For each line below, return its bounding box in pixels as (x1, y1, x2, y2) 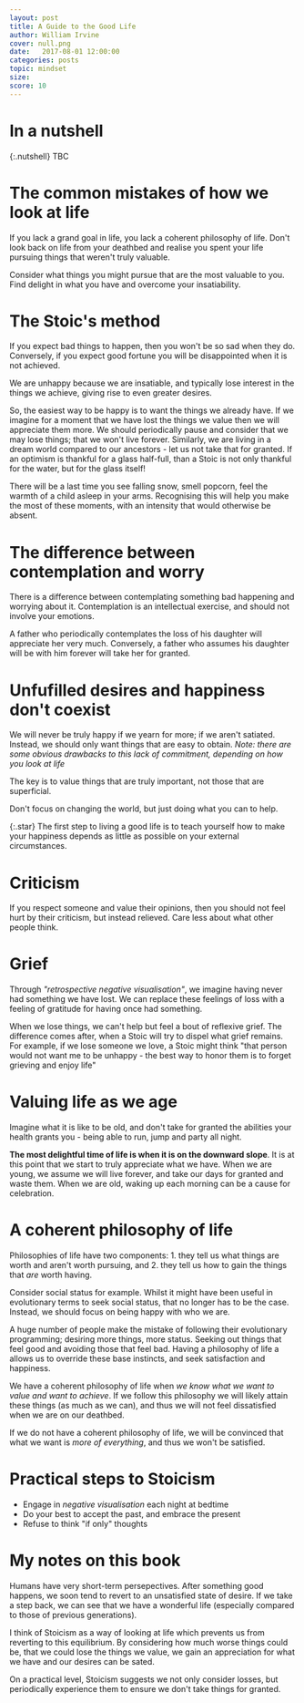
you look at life (9, 759, 66, 769)
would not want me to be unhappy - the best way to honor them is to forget (9, 1050, 291, 1061)
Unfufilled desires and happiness (9, 680, 266, 700)
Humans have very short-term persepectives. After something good (9, 1580, 264, 1591)
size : (9, 73, 30, 82)
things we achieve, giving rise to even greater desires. (9, 387, 212, 398)
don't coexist (9, 699, 111, 720)
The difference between (9, 542, 196, 563)
